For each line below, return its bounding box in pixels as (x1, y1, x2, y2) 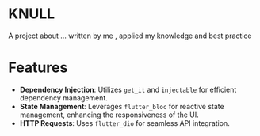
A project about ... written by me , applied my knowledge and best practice (8, 31, 252, 40)
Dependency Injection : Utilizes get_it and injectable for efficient (19, 85, 237, 94)
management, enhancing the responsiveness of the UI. (19, 110, 200, 119)
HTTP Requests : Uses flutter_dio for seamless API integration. (19, 118, 230, 127)
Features (8, 59, 68, 77)
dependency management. (19, 93, 109, 103)
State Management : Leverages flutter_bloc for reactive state (19, 101, 224, 111)
